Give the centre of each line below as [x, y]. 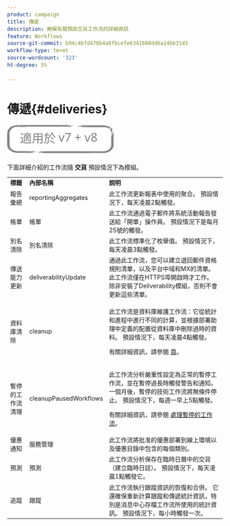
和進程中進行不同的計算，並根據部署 [159, 320]
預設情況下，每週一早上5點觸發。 [169, 400]
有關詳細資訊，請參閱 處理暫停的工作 [161, 414]
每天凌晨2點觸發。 [153, 202]
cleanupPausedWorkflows [66, 399]
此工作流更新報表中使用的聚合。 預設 [161, 193]
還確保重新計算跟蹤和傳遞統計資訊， [159, 496]
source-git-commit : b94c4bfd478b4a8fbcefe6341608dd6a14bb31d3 [98, 43]
